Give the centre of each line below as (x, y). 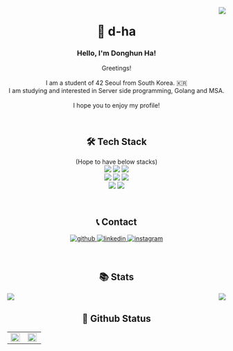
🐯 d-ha (116, 32)
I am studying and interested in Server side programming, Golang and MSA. (116, 91)
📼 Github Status (116, 319)
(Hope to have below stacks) (116, 162)
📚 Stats (116, 277)
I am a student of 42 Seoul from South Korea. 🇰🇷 (116, 83)
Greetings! (116, 68)
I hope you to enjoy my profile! (116, 105)
